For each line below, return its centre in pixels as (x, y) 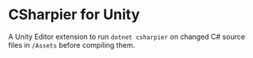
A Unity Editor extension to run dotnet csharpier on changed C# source (127, 37)
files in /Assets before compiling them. (72, 44)
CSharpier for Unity (74, 15)
